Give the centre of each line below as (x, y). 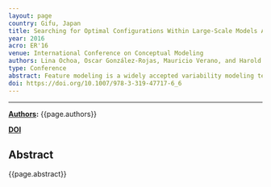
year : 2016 (27, 38)
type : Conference (38, 69)
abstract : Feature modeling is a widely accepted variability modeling (131, 76)
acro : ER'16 (28, 46)
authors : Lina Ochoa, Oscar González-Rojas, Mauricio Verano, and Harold (135, 61)
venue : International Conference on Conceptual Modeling (106, 53)
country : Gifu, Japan (45, 23)
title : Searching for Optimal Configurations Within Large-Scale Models (133, 31)
